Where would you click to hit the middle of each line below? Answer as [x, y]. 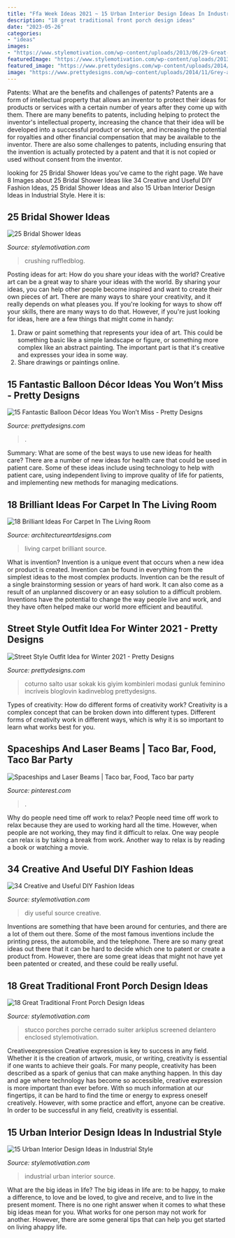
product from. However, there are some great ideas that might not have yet [115, 957]
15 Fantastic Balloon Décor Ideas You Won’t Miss [115, 385]
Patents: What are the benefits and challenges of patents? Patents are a [111, 92]
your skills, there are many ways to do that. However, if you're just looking [114, 311]
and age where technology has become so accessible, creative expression [115, 1081]
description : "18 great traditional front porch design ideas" [101, 20]
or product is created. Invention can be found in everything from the [105, 569]
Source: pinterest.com [39, 790]
